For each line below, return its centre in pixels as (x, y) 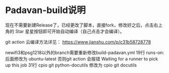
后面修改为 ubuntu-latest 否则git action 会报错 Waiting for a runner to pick (81, 58)
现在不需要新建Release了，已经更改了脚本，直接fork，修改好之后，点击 (79, 25)
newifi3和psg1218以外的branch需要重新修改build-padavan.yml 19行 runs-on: (85, 52)
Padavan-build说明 (45, 10)
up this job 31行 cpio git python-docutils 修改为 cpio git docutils (71, 65)
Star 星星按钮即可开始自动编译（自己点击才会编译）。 (70, 31)
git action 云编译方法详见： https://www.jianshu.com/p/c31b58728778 (78, 42)
